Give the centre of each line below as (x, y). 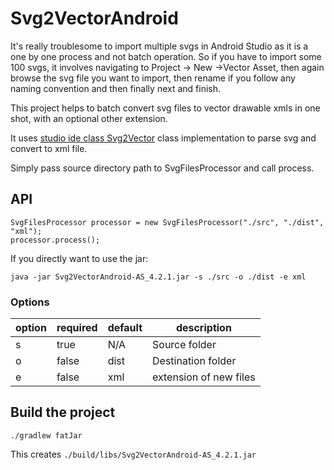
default (125, 328)
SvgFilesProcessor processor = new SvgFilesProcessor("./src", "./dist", (167, 222)
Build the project (63, 412)
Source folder (184, 345)
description (203, 328)
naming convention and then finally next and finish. (116, 88)
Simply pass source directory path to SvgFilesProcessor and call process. (162, 168)
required (77, 328)
